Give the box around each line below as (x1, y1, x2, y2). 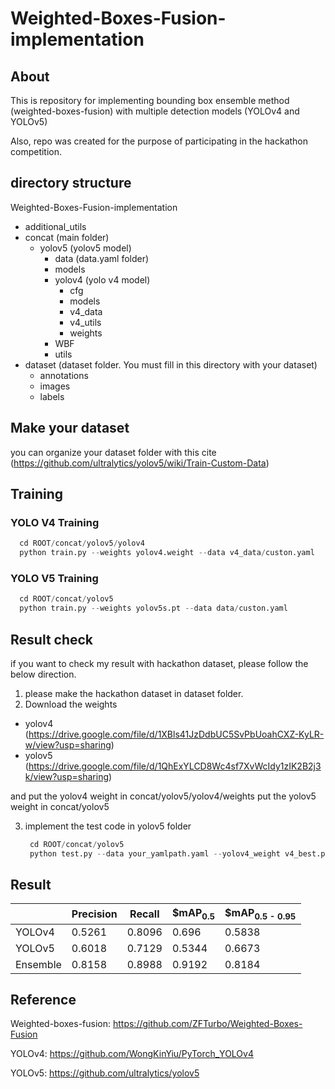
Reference (10, 992, 77, 1009)
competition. (10, 146, 63, 157)
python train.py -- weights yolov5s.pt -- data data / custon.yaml (19, 603, 288, 614)
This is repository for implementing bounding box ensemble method (10, 95, 290, 106)
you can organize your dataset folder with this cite (10, 446, 217, 458)
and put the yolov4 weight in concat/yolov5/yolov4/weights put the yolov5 (10, 790, 317, 802)
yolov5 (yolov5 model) (39, 242, 132, 254)
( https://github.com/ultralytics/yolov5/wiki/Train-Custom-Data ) (10, 457, 270, 469)
